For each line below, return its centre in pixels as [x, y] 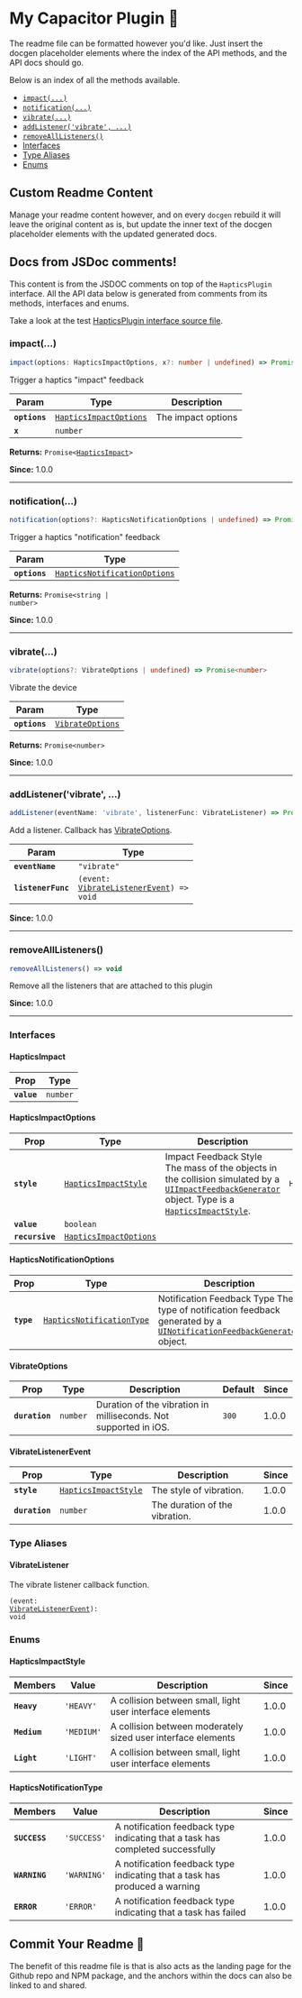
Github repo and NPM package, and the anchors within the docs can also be [151, 1975]
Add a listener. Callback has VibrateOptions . [91, 830]
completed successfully [165, 1849]
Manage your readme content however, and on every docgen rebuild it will [145, 215]
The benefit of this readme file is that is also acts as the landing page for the [151, 1966]
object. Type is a [200, 1199]
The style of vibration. [198, 1490]
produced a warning [157, 1886]
